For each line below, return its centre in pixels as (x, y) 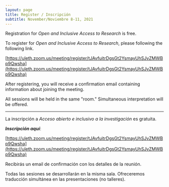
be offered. (17, 105)
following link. (20, 49)
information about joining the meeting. (45, 89)
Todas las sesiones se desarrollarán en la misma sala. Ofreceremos (75, 174)
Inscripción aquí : (23, 129)
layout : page (19, 10)
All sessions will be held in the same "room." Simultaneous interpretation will (84, 99)
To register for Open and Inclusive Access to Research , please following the (84, 43)
